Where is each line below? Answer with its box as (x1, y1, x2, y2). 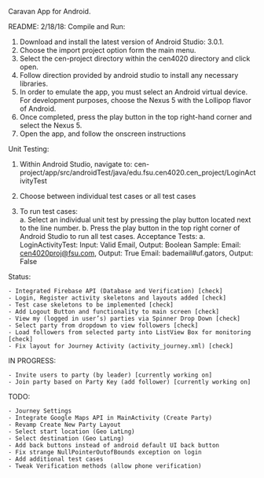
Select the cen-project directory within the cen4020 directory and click (19, 54, 251, 63)
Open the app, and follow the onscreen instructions (19, 129, 186, 138)
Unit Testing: (8, 145, 49, 153)
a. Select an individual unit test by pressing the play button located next (19, 215, 251, 224)
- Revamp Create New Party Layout (8, 421, 122, 428)
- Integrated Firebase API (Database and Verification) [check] (8, 287, 223, 295)
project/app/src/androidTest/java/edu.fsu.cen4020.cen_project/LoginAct (19, 168, 256, 177)
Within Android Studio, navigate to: (19, 160, 133, 168)
